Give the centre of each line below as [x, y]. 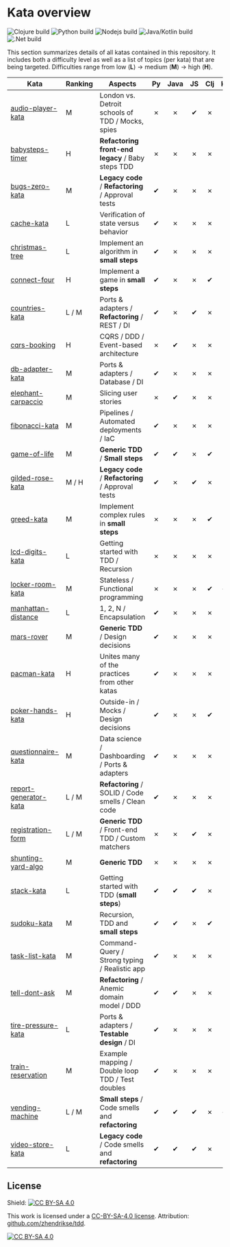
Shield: [17, 1202]
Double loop [119, 1071]
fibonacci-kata [35, 426]
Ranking [79, 84]
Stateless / [117, 580]
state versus [119, 223]
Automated [117, 421]
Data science [121, 738]
